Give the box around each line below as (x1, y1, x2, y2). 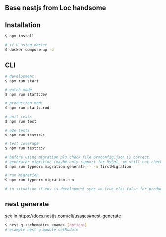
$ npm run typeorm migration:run (5, 177, 74, 182)
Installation (5, 21, 41, 29)
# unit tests (5, 114, 32, 119)
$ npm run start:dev (5, 92, 48, 97)
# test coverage (5, 141, 39, 146)
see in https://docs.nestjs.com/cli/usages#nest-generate (5, 213, 121, 219)
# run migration (5, 172, 39, 178)
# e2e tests (5, 128, 30, 133)
